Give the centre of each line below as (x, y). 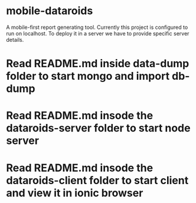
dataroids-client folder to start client (97, 180)
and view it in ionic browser (75, 193)
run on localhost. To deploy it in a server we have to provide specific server (98, 33)
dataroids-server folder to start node (98, 128)
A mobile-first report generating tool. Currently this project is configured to (97, 27)
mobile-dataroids (50, 11)
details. (15, 40)
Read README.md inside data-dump (98, 64)
